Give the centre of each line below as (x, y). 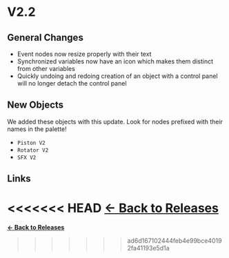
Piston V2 (31, 143)
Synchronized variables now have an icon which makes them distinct (115, 61)
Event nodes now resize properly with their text (84, 54)
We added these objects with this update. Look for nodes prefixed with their (115, 121)
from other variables (46, 69)
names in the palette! (37, 129)
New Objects (36, 105)
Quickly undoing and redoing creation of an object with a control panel (118, 76)
